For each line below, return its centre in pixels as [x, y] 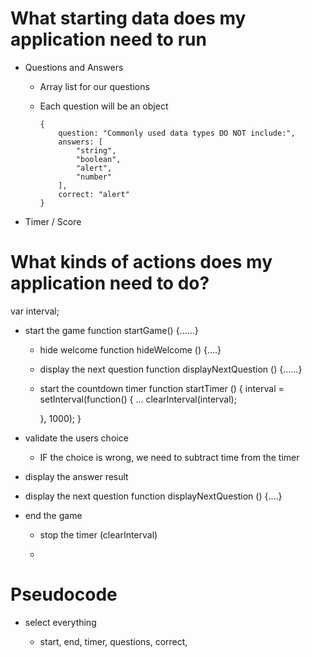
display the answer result [76, 476]
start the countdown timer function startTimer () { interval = [162, 388]
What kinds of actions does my [141, 262]
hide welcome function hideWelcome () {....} [130, 349]
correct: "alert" [94, 194]
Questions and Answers [74, 67]
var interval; [35, 311]
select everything [60, 622]
